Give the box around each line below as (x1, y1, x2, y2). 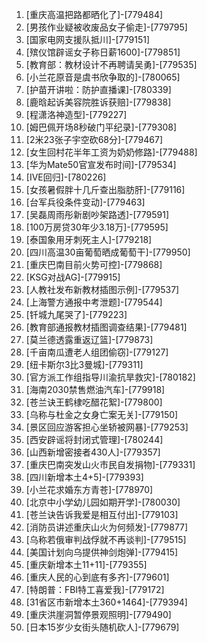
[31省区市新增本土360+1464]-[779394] (25, 596, 188, 608)
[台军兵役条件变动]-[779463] (25, 196, 146, 208)
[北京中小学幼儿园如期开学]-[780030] (25, 496, 181, 508)
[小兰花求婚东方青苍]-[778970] (25, 484, 154, 495)
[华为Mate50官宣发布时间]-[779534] (25, 159, 177, 170)
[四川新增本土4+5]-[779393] (25, 471, 144, 483)
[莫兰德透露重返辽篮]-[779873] (25, 334, 154, 345)
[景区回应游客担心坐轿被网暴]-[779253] (25, 421, 189, 433)
